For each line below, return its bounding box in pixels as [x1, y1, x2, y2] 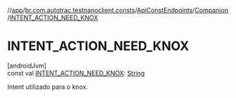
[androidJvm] [7, 61, 47, 70]
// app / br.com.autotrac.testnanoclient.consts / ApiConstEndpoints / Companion [7, 6, 229, 14]
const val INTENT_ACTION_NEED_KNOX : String [7, 68, 145, 77]
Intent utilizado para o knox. [7, 82, 88, 91]
